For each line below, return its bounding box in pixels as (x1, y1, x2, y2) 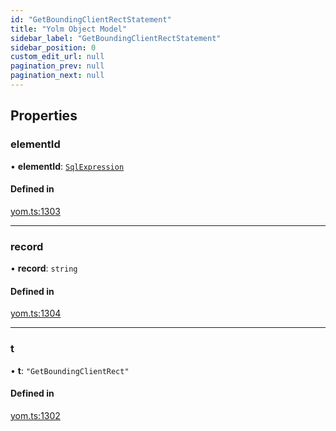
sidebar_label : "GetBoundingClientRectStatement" (10, 33, 222, 43)
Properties (10, 107, 78, 125)
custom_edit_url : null (10, 52, 105, 62)
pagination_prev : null (10, 61, 105, 71)
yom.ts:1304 (10, 307, 62, 320)
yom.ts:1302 (10, 409, 61, 421)
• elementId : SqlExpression (10, 160, 125, 172)
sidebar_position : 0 (10, 42, 97, 53)
